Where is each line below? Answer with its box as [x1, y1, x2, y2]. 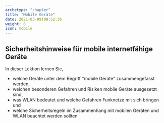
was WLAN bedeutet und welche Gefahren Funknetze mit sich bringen [12, 96, 159, 103]
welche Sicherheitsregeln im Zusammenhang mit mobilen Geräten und [12, 107, 159, 113]
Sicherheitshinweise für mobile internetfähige [5, 45, 153, 53]
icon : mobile [5, 26, 33, 31]
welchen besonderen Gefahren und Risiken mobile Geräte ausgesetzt [12, 86, 157, 92]
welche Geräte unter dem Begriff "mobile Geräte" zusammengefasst [12, 75, 155, 81]
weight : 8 [5, 21, 26, 27]
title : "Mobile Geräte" [5, 12, 56, 17]
